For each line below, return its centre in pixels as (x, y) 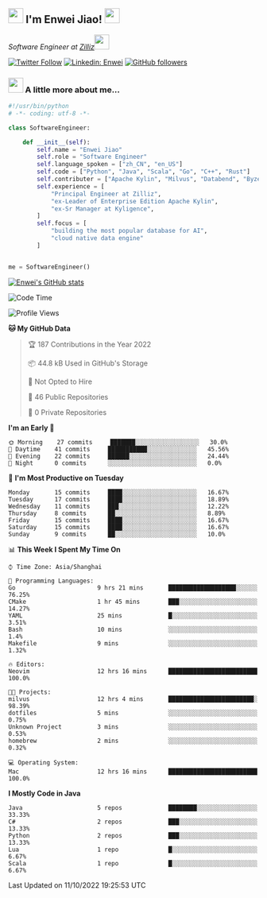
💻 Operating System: (44, 763)
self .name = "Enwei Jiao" (80, 149)
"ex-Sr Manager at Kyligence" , (103, 209)
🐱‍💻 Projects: (30, 692)
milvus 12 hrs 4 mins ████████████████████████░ (133, 699)
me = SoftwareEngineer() (49, 267)
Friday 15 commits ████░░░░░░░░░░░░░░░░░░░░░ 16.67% (118, 520)
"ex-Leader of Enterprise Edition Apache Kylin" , (134, 201)
